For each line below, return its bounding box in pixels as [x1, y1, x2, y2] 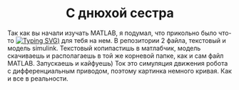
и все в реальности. [7, 74, 69, 83]
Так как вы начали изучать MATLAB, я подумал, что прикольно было [7, 29, 218, 37]
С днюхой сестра [65, 5, 175, 21]
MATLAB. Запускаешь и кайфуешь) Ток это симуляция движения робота [7, 59, 228, 67]
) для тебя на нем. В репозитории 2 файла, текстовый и [57, 36, 226, 44]
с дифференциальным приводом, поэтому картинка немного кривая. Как [7, 66, 232, 75]
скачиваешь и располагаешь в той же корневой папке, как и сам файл [7, 51, 224, 60]
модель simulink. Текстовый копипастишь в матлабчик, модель [7, 44, 201, 52]
